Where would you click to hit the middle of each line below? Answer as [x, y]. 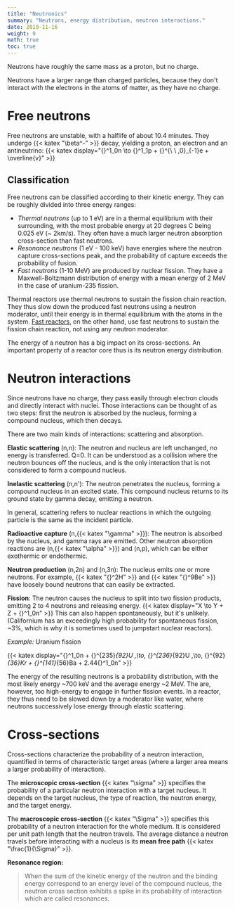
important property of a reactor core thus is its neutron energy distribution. [115, 350]
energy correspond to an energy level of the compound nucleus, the [123, 883]
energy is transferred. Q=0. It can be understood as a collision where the [112, 455]
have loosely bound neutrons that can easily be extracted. [91, 584]
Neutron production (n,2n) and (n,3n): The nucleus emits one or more [109, 569]
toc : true [22, 46]
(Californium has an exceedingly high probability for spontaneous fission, [113, 621]
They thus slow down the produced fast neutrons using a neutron [102, 306]
